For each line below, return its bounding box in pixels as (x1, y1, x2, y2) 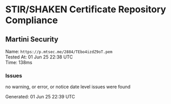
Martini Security (5, 35, 59, 44)
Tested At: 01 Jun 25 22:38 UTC (5, 54, 73, 60)
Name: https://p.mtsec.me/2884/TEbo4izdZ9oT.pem (5, 49, 113, 54)
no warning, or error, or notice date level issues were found (5, 84, 131, 90)
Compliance (5, 14, 58, 26)
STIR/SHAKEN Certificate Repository (5, 4, 166, 15)
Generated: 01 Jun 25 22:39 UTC (5, 94, 75, 100)
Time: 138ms (5, 59, 32, 65)
